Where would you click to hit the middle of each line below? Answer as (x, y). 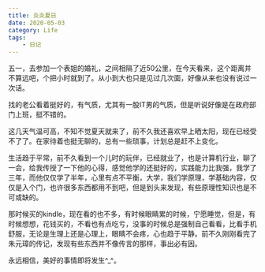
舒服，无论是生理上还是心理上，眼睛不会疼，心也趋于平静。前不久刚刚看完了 (132, 234)
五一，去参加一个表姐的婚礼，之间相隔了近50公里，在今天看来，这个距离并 (130, 69)
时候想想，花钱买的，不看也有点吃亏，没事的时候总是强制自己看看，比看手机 (132, 224)
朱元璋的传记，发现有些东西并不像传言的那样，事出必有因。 (105, 244)
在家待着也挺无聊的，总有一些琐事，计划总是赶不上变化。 (129, 141)
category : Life (33, 30)
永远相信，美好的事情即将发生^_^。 (64, 260)
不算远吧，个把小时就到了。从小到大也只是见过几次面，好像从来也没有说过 (129, 78)
